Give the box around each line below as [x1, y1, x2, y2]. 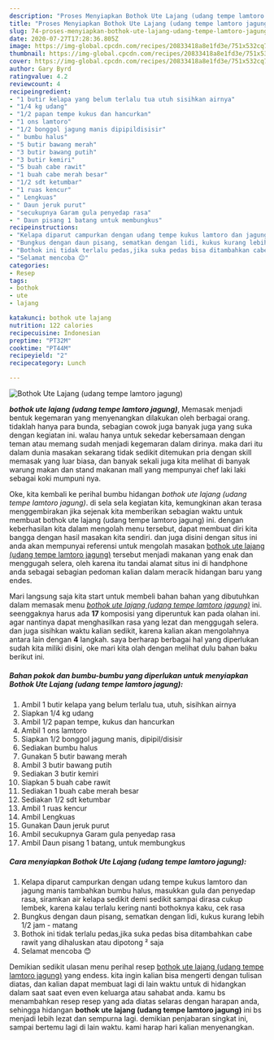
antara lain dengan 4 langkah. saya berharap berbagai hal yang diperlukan [9, 635, 259, 644]
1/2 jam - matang [20, 920, 78, 929]
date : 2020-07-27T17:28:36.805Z [9, 34, 119, 43]
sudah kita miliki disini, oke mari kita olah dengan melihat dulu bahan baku [9, 643, 258, 653]
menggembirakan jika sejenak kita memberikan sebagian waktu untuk [9, 507, 243, 516]
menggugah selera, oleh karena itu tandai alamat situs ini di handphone [9, 559, 248, 568]
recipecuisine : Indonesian [9, 329, 101, 337]
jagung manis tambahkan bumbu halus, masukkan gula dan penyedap [20, 886, 255, 895]
